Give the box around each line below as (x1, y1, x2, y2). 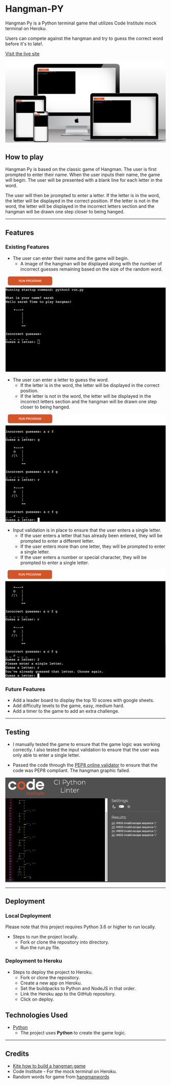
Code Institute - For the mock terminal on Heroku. (12, 1068, 117, 1075)
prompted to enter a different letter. (20, 538, 95, 544)
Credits (5, 1049, 30, 1058)
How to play (5, 153, 44, 161)
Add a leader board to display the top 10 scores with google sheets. (12, 697, 154, 704)
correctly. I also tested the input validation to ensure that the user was (12, 746, 159, 753)
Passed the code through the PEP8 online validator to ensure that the (12, 762, 158, 768)
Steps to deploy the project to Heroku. (12, 969, 93, 975)
